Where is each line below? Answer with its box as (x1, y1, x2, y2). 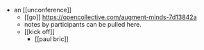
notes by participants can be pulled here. (24, 21, 142, 28)
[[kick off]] (24, 27, 55, 36)
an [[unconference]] (13, 6, 71, 14)
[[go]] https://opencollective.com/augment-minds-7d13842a (24, 13, 197, 21)
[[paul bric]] (34, 35, 69, 43)
